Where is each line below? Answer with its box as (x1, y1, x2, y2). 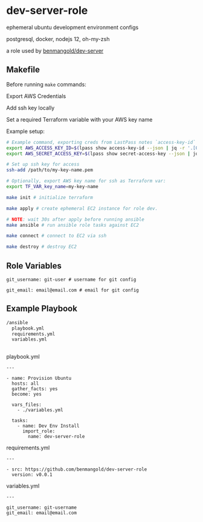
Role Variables (6, 261, 62, 271)
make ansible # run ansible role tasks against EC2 (6, 222, 139, 228)
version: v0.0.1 (11, 472, 53, 478)
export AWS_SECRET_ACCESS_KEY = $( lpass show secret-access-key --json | (6, 151, 190, 157)
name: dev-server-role (28, 434, 85, 440)
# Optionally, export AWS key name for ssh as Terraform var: (6, 178, 166, 184)
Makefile (6, 65, 40, 75)
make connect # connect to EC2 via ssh (6, 233, 107, 239)
